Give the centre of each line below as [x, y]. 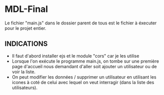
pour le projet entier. [26, 28]
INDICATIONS [26, 44]
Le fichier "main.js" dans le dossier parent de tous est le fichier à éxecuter [81, 23]
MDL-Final [26, 9]
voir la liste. [24, 72]
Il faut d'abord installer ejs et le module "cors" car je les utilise [76, 56]
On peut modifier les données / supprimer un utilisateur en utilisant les [84, 77]
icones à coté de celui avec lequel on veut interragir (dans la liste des [83, 82]
